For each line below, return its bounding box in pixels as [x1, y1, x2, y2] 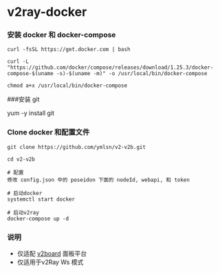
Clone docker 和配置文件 [7, 128, 90, 137]
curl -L [7, 58, 30, 65]
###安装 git [7, 95, 40, 103]
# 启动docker [7, 190, 43, 196]
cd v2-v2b [7, 156, 36, 163]
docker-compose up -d [7, 215, 69, 222]
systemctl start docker [7, 196, 76, 203]
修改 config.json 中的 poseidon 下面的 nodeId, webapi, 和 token [7, 176, 190, 183]
